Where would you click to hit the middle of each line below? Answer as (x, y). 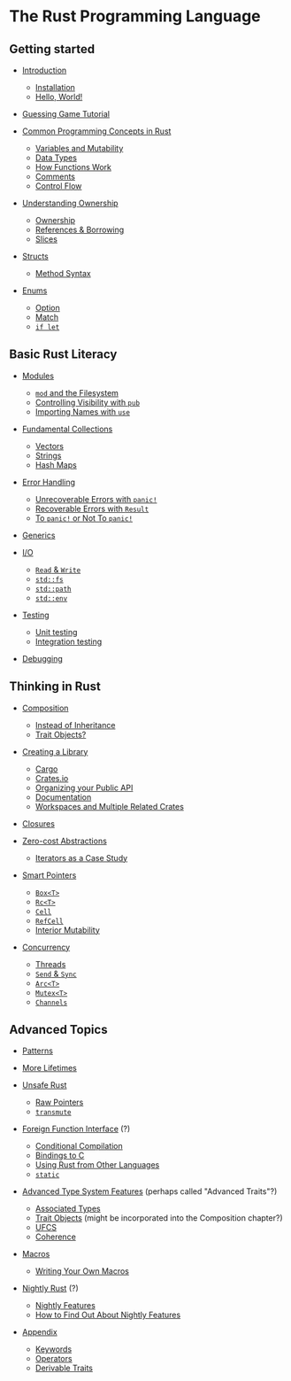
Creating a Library (55, 751)
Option (47, 308)
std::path (54, 589)
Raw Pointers (59, 1102)
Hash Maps (56, 465)
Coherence (56, 1237)
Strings (48, 455)
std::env (51, 598)
